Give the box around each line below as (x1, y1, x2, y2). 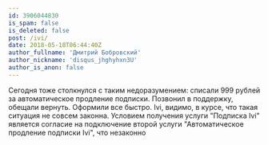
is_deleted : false (8, 26, 70, 34)
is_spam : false (8, 19, 59, 27)
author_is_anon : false (8, 64, 84, 72)
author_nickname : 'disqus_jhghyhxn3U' (8, 57, 138, 65)
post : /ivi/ (8, 33, 48, 42)
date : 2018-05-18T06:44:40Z (8, 41, 102, 49)
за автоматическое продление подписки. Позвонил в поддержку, (8, 93, 234, 104)
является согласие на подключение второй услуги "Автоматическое (8, 119, 244, 128)
